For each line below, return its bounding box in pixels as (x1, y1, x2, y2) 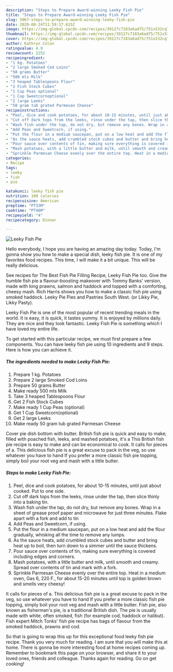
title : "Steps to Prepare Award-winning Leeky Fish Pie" (6, 12, 130, 17)
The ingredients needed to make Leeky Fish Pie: (6, 358, 110, 365)
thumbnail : (6, 31, 29, 36)
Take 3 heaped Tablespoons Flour (13, 394, 86, 400)
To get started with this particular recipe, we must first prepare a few (6, 336, 151, 342)
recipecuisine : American (6, 198, 59, 203)
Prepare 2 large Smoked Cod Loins (13, 377, 88, 383)
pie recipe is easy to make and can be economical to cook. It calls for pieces (6, 441, 168, 447)
